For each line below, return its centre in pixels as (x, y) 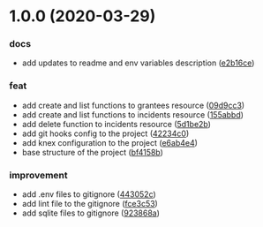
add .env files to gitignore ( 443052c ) (89, 194)
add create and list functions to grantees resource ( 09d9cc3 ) (133, 105)
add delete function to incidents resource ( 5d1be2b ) (116, 124)
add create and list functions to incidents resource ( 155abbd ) (133, 114)
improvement (38, 175)
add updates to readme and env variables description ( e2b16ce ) (138, 63)
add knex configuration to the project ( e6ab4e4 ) (110, 142)
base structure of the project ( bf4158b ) (92, 152)
